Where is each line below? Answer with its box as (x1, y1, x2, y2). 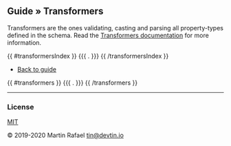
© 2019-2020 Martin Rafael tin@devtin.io (7, 131, 124, 140)
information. (7, 38, 42, 47)
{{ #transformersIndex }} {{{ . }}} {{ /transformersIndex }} (7, 52, 169, 60)
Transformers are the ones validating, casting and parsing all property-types (7, 23, 223, 32)
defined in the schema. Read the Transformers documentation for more (7, 31, 210, 39)
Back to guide (16, 65, 57, 73)
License (7, 102, 34, 112)
